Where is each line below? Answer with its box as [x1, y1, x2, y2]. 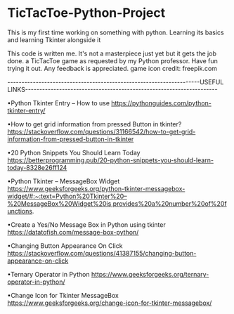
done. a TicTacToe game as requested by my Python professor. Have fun [7, 56, 218, 65]
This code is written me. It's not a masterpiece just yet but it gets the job [7, 49, 216, 58]
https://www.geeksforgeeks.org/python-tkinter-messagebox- [7, 184, 186, 192]
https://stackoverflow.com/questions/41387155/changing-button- [7, 249, 197, 257]
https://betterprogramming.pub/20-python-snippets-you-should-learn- [7, 156, 214, 164]
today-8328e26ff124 [7, 163, 67, 171]
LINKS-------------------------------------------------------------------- [7, 85, 218, 93]
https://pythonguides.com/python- [111, 98, 212, 107]
